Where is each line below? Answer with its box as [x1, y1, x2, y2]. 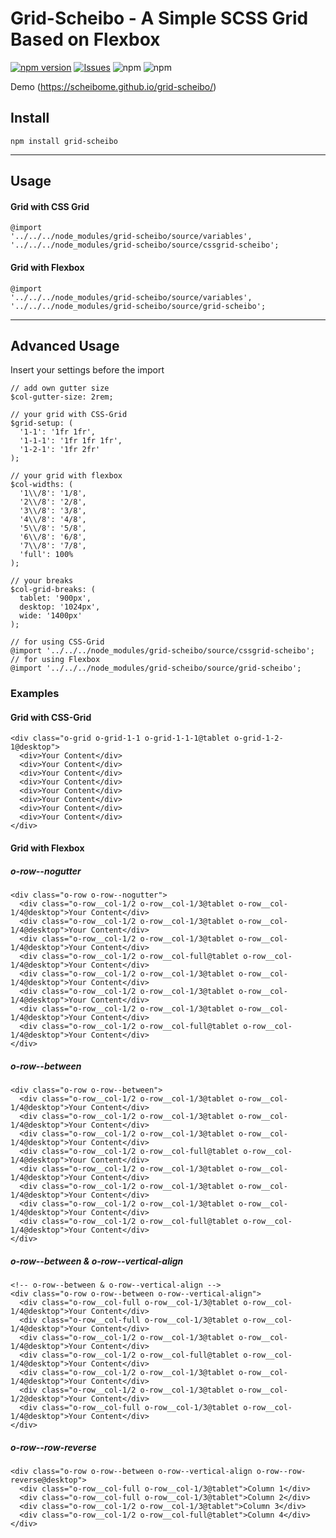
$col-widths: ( [10, 480, 74, 490]
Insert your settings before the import [10, 364, 165, 376]
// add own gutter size [10, 383, 110, 394]
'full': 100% [19, 550, 74, 560]
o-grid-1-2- [233, 733, 284, 744]
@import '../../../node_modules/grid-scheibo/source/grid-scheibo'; [10, 663, 302, 674]
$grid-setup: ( [10, 418, 74, 429]
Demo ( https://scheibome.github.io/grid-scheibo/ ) [10, 80, 217, 92]
